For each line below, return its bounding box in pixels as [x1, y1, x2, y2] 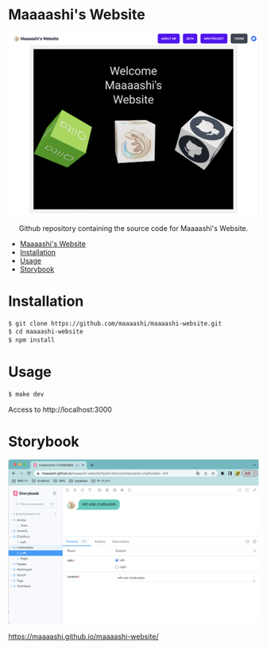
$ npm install [8, 336, 56, 344]
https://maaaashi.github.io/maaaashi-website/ [8, 631, 159, 642]
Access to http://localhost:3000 [8, 405, 113, 414]
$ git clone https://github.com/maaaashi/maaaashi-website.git [8, 319, 222, 327]
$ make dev [8, 390, 44, 399]
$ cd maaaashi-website [8, 328, 83, 336]
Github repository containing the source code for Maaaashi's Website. [18, 223, 249, 233]
